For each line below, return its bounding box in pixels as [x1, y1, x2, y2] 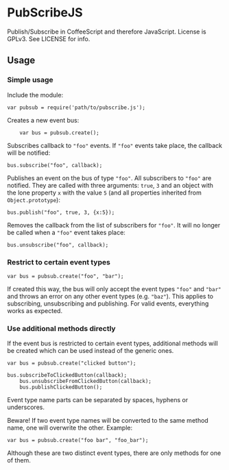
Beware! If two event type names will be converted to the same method [7, 417, 209, 425]
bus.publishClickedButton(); [19, 384, 103, 391]
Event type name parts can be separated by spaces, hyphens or [7, 396, 189, 404]
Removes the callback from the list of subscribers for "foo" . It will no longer [7, 221, 221, 229]
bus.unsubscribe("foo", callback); [7, 241, 109, 248]
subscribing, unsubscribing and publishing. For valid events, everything [7, 299, 209, 308]
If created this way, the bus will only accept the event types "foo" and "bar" [7, 284, 221, 293]
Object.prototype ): [7, 195, 60, 203]
